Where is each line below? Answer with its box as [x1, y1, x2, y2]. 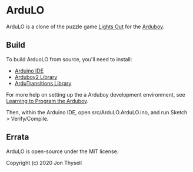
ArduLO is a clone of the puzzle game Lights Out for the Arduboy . [6, 23, 165, 30]
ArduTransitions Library [14, 80, 72, 87]
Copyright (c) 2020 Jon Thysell [6, 159, 82, 166]
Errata [6, 132, 29, 142]
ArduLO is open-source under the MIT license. [6, 148, 119, 155]
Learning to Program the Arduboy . [6, 97, 89, 104]
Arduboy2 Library [14, 73, 58, 80]
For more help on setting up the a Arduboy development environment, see [6, 91, 185, 98]
